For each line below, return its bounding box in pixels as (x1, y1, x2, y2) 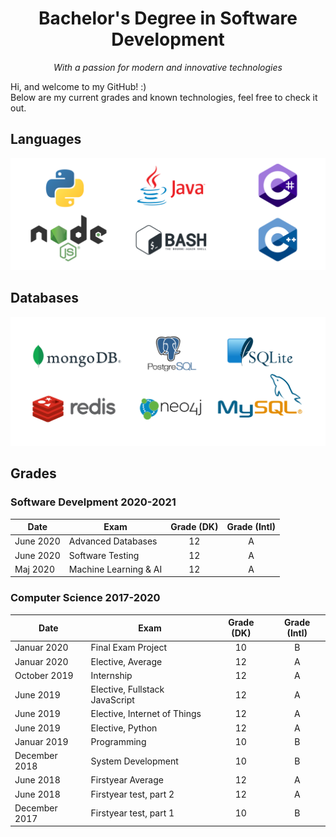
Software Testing (68, 549, 140, 561)
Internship (90, 669, 133, 681)
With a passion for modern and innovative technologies (53, 61, 283, 73)
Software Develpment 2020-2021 (10, 495, 177, 509)
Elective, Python (90, 722, 158, 734)
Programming (90, 735, 147, 747)
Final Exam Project (90, 642, 167, 654)
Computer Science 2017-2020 (10, 591, 161, 605)
